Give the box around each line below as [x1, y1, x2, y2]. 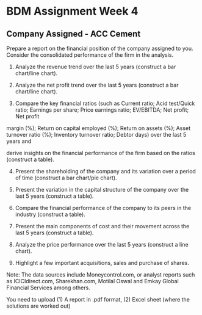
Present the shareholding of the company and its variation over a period [15, 168, 197, 175]
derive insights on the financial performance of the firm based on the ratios [6, 150, 195, 156]
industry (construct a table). [15, 211, 85, 218]
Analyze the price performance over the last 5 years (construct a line [15, 241, 189, 248]
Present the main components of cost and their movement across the [15, 223, 190, 230]
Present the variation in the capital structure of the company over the [15, 186, 189, 193]
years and [6, 137, 32, 145]
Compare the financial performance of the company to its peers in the [15, 205, 191, 211]
